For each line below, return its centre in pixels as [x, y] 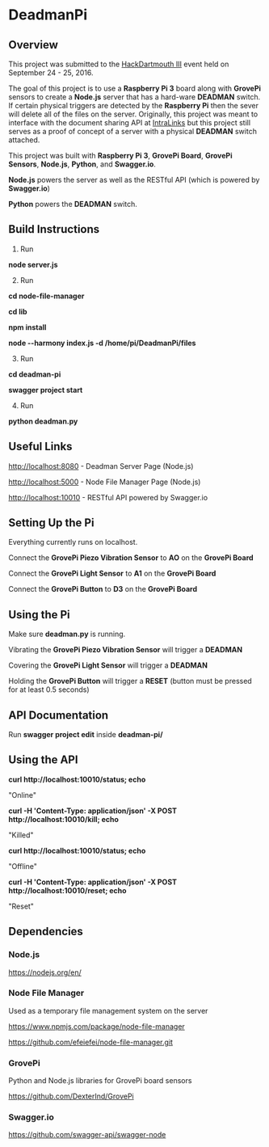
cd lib [18, 311]
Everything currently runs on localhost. [73, 542]
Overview [34, 45]
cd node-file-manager [46, 296]
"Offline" [23, 866]
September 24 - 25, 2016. [51, 73]
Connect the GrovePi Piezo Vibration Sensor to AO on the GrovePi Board [131, 558]
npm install [27, 327]
